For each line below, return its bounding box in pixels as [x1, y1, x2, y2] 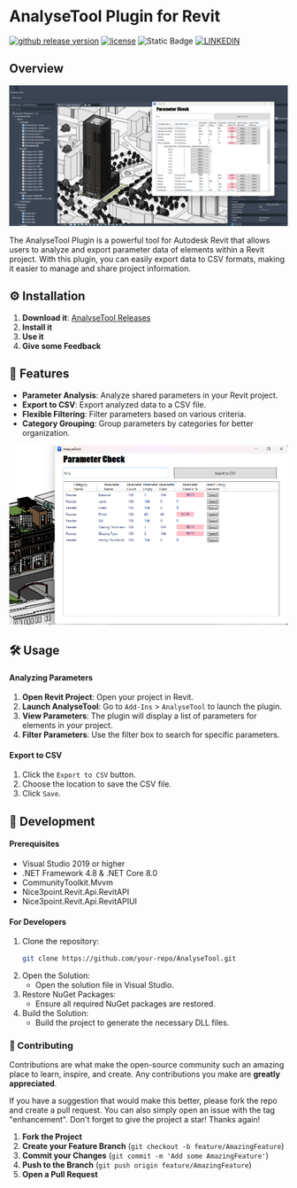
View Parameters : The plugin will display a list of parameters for [21, 710, 257, 721]
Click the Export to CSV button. [21, 769, 136, 780]
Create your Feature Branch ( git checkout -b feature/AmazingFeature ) [21, 1141, 285, 1152]
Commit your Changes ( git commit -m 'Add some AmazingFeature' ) [21, 1150, 270, 1161]
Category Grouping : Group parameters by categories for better [21, 418, 254, 429]
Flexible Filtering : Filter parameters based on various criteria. [21, 408, 247, 419]
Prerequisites [9, 839, 60, 850]
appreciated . [9, 1078, 57, 1089]
